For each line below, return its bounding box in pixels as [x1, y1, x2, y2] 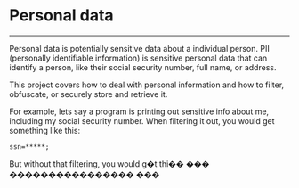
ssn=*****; [9, 142, 50, 151]
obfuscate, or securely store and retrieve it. [9, 88, 168, 99]
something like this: [9, 125, 81, 135]
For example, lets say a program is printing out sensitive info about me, [9, 106, 270, 117]
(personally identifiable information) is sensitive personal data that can [9, 53, 268, 63]
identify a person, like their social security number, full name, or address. [9, 61, 277, 72]
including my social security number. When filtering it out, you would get [9, 115, 275, 126]
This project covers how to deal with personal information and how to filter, [9, 79, 285, 90]
